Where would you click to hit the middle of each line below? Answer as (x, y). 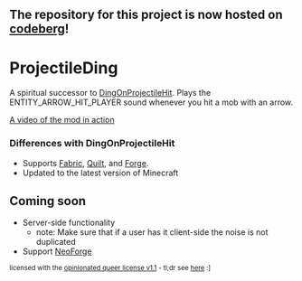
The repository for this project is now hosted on (146, 15)
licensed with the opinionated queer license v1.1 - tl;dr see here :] (110, 268)
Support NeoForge (57, 251)
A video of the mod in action (62, 120)
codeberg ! (39, 29)
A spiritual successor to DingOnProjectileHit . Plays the (110, 93)
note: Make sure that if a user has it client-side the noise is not (152, 232)
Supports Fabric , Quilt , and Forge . (85, 163)
